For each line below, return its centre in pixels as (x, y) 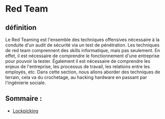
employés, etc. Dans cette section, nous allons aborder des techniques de (83, 72)
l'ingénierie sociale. (26, 83)
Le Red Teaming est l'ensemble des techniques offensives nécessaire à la (82, 39)
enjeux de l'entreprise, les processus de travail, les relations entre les (78, 67)
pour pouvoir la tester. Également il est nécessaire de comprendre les (78, 61)
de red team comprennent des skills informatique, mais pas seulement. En (83, 50)
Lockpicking (25, 111)
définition (21, 28)
